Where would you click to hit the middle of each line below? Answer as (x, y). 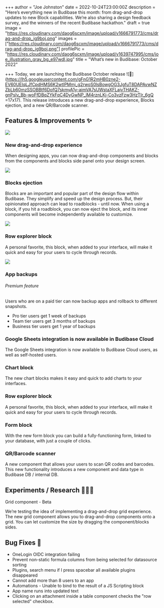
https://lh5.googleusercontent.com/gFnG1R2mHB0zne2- (64, 79)
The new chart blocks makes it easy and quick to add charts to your (73, 378)
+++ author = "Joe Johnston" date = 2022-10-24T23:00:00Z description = (80, 7)
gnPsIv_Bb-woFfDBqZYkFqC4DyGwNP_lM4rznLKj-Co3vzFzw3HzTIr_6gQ (79, 95)
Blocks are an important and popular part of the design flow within (72, 193)
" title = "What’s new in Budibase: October (115, 59)
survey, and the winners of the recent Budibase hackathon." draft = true (78, 23)
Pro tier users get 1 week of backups (49, 316)
